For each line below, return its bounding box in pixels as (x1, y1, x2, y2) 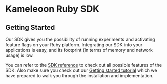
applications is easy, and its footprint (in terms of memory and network (5, 47, 153, 53)
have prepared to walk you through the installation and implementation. (5, 73, 154, 78)
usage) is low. (5, 52, 34, 58)
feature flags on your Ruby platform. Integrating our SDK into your (5, 42, 143, 48)
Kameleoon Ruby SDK (5, 3, 100, 15)
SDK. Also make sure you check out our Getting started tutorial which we (5, 67, 157, 73)
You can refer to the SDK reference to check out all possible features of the (5, 62, 162, 68)
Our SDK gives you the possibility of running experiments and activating (5, 36, 155, 42)
